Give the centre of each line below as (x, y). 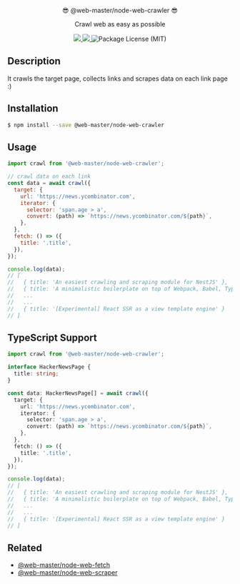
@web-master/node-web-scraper (67, 573)
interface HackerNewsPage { (49, 367)
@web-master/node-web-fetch (64, 565)
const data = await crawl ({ (49, 183)
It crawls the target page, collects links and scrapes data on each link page (118, 79)
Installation (33, 109)
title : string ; (36, 374)
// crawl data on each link (49, 177)
